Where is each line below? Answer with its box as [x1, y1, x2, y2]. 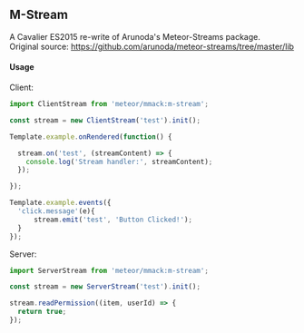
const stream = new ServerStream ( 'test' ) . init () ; [9, 282, 201, 291]
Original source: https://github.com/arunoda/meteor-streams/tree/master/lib [9, 41, 295, 52]
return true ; [17, 308, 67, 317]
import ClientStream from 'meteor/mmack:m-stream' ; [9, 100, 209, 109]
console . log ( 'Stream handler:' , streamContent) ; [25, 157, 213, 166]
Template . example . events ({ [9, 199, 112, 208]
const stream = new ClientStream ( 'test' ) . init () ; [9, 115, 201, 125]
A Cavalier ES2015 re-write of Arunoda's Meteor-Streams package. [9, 31, 260, 42]
